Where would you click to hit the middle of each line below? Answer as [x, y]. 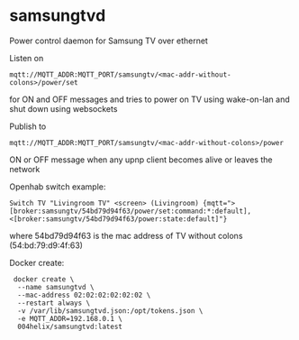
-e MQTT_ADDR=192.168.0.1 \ [70, 318]
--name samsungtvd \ [56, 287]
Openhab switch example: [58, 187]
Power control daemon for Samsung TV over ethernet [109, 41]
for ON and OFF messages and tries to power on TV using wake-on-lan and [149, 99]
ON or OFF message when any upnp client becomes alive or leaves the [141, 160]
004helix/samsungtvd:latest [70, 326]
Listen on [27, 58]
